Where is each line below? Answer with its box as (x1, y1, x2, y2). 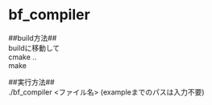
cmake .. (8, 52, 37, 62)
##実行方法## (8, 77, 55, 87)
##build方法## (8, 33, 57, 42)
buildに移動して (8, 42, 60, 53)
